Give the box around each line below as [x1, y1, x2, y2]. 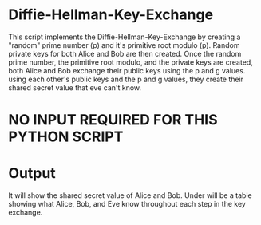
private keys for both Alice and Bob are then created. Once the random [8, 49, 242, 58]
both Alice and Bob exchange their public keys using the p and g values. [8, 65, 246, 75]
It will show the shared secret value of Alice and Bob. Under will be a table [8, 191, 253, 200]
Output [8, 164, 56, 183]
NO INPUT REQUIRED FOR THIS [8, 111, 218, 129]
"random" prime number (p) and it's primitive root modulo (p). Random [8, 40, 240, 49]
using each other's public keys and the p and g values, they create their [8, 74, 244, 84]
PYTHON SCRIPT [8, 128, 124, 146]
